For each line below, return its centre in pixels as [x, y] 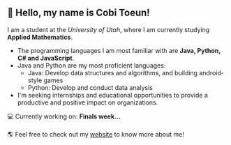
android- [211, 72]
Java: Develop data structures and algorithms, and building [112, 72]
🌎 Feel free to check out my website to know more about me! [96, 134]
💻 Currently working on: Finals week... [64, 116]
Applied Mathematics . [40, 37]
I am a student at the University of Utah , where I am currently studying [109, 29]
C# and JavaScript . [46, 58]
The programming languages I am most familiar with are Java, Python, [119, 50]
